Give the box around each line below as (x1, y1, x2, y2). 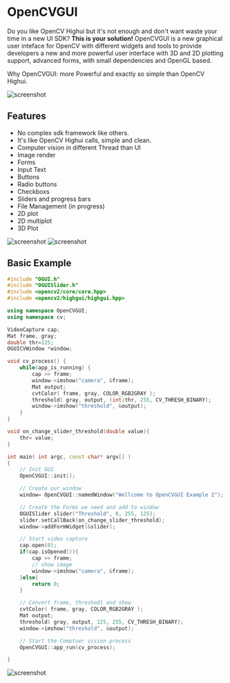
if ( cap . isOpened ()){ (19, 548, 79, 555)
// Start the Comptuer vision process (19, 637, 131, 644)
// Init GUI (19, 466, 54, 473)
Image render (17, 150, 56, 159)
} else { (19, 574, 39, 581)
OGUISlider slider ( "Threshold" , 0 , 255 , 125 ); (19, 510, 156, 517)
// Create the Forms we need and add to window (19, 504, 159, 511)
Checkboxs (17, 187, 50, 195)
